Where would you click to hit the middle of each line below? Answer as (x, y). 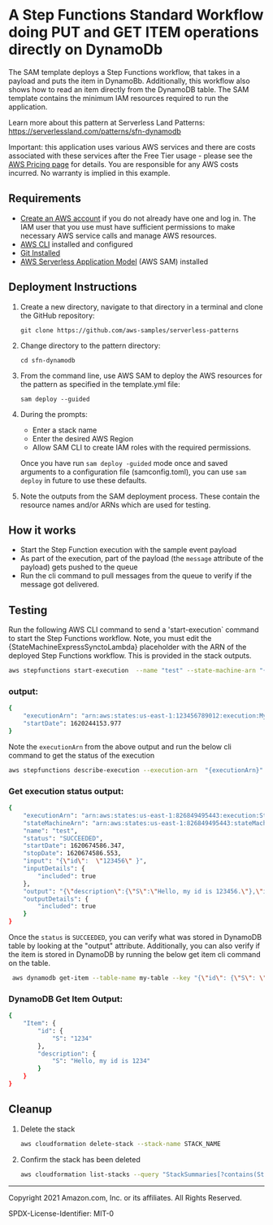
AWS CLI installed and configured (76, 244)
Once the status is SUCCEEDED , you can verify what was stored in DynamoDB (135, 937)
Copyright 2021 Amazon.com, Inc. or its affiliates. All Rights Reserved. (125, 1197)
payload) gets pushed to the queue (79, 567)
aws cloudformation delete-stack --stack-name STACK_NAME (120, 1144)
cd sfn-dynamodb (48, 360)
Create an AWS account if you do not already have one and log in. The (138, 218)
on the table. (30, 964)
